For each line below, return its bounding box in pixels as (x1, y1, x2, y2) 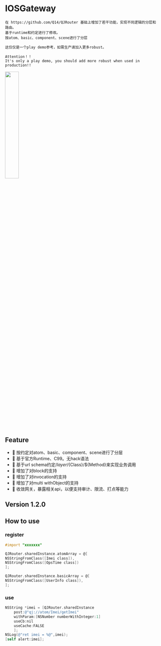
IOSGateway (5, 3, 56, 14)
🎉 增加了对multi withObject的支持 (12, 480, 79, 485)
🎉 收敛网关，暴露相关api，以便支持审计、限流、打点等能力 (12, 486, 129, 492)
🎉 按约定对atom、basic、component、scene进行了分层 (12, 449, 123, 455)
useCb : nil (14, 619, 34, 624)
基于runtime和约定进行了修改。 (5, 30, 60, 35)
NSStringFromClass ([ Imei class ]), (5, 556, 75, 561)
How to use (5, 517, 40, 525)
